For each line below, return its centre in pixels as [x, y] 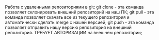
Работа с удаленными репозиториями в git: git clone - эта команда [74, 7]
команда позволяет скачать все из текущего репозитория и [67, 17]
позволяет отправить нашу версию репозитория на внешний [68, 27]
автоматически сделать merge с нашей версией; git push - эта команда [79, 22]
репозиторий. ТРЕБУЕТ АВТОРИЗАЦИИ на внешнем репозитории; [73, 33]
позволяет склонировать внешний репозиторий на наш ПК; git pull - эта [79, 12]
